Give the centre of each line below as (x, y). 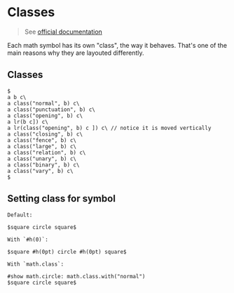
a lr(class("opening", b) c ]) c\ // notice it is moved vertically (109, 128)
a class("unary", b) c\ (42, 159)
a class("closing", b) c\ (45, 134)
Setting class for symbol (61, 198)
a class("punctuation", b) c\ (51, 110)
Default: (20, 215)
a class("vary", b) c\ (40, 171)
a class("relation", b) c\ (47, 152)
